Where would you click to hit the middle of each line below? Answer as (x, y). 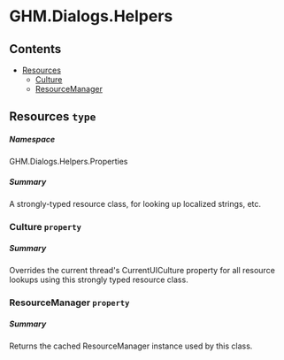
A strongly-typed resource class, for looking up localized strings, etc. (135, 204)
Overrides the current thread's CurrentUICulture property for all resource (142, 271)
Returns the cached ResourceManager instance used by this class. (131, 346)
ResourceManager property (69, 303)
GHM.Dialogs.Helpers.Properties (69, 162)
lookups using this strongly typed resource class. (99, 280)
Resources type (53, 117)
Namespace (32, 139)
